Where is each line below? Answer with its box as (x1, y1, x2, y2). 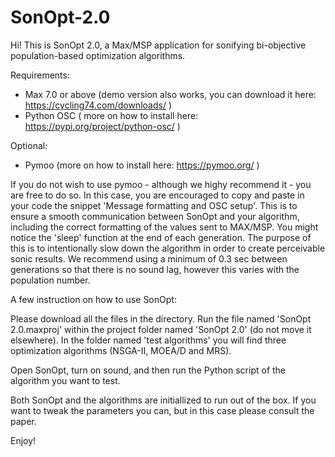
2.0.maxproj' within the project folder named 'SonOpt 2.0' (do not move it (10, 323, 312, 335)
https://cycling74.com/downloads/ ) (24, 99, 172, 111)
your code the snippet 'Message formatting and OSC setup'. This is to (10, 199, 298, 211)
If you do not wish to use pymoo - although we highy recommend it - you (10, 178, 312, 190)
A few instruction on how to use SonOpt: (10, 293, 177, 305)
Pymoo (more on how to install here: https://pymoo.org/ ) (24, 159, 260, 171)
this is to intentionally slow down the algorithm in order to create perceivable (10, 242, 326, 254)
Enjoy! (10, 434, 37, 446)
